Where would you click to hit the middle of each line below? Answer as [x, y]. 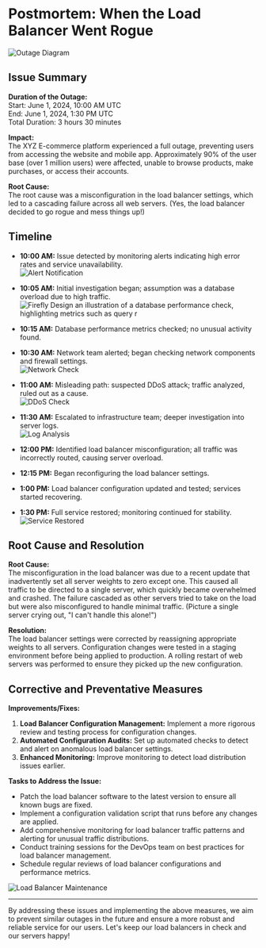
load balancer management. [65, 856]
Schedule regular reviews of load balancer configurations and [120, 864]
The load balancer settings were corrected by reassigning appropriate [122, 639]
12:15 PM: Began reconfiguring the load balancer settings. [114, 473]
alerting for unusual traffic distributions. [84, 839]
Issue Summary [47, 77]
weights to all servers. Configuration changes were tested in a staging [122, 647]
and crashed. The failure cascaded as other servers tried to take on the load [133, 598]
